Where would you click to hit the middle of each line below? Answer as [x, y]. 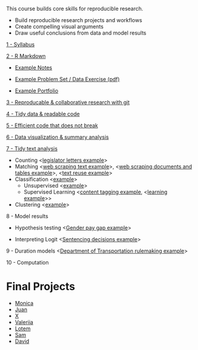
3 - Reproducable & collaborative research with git [68, 102]
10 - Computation [27, 262]
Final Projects [41, 287]
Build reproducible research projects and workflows [78, 20]
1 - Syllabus [20, 44]
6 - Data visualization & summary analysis [58, 137]
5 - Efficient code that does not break [52, 125]
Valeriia [24, 322]
